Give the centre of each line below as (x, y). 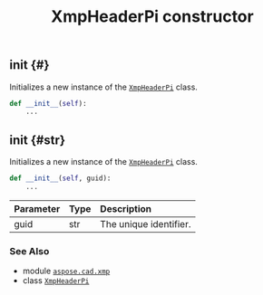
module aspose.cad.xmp (66, 271)
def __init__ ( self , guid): (60, 178)
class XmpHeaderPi (56, 281)
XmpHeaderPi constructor (152, 17)
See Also (29, 251)
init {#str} (38, 140)
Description (126, 208)
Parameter (37, 208)
